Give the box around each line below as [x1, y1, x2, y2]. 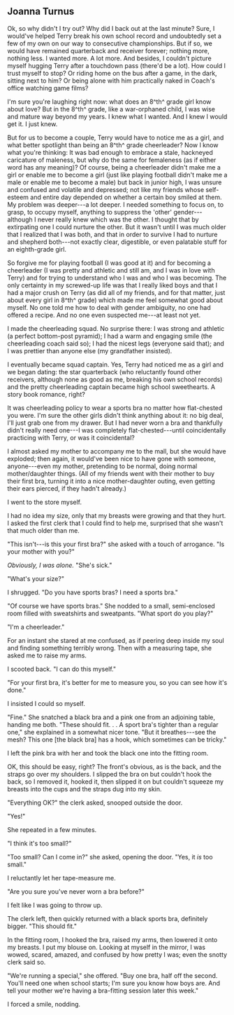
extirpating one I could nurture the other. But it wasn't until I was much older [7, 222, 226, 231]
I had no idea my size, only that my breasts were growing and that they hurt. [7, 511, 226, 519]
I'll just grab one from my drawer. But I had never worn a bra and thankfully [7, 418, 224, 427]
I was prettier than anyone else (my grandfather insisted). [7, 346, 173, 355]
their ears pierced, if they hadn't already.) [7, 484, 127, 493]
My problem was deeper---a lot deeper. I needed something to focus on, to [7, 200, 224, 209]
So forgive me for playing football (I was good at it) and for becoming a [7, 259, 212, 267]
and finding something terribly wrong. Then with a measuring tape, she [7, 643, 212, 652]
